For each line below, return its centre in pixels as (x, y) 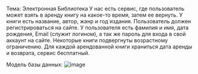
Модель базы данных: (35, 64)
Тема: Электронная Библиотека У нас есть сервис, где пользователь (95, 9)
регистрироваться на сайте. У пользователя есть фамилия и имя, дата (97, 27)
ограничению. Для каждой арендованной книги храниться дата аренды (99, 47)
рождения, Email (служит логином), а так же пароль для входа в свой (96, 34)
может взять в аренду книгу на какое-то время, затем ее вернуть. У (94, 15)
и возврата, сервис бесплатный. (48, 53)
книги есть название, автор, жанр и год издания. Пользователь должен (99, 21)
